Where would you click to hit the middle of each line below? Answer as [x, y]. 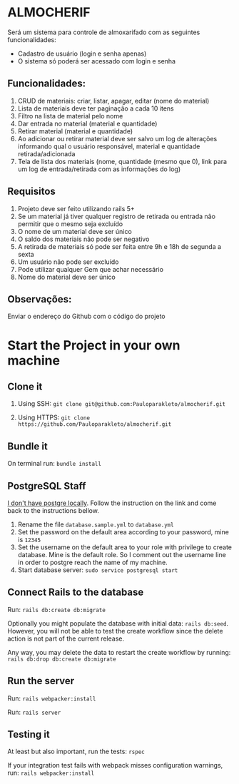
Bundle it [27, 446]
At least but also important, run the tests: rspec [76, 752]
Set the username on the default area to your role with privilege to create [125, 547]
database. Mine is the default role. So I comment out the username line [122, 555]
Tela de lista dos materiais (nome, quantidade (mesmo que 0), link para [122, 161]
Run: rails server [34, 712]
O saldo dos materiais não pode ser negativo [83, 239]
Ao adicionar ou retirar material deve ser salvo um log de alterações [117, 138]
